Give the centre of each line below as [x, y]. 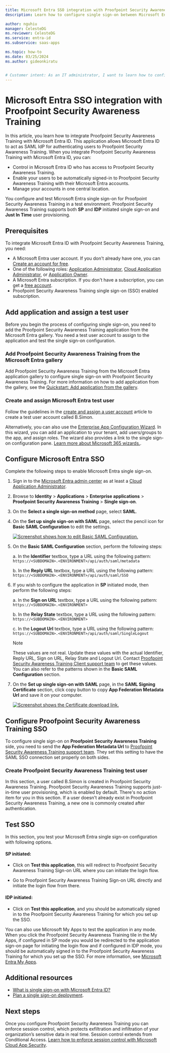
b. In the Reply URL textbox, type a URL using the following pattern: [83, 571]
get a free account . [32, 286]
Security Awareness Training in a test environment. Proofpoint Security [79, 204]
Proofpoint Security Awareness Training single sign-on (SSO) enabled [85, 291]
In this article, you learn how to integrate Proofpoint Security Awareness [80, 136]
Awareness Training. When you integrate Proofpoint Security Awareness [80, 152]
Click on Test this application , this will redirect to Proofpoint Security [85, 865]
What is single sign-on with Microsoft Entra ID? [61, 990]
